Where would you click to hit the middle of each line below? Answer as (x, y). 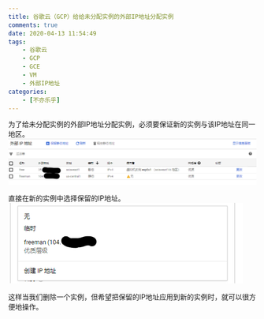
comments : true (33, 25)
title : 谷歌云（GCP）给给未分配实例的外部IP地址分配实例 (91, 17)
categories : (28, 92)
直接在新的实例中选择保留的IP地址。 (67, 198)
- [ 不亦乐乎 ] (41, 100)
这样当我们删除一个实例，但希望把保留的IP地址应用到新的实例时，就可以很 (129, 297)
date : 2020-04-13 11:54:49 (52, 33)
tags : (17, 42)
